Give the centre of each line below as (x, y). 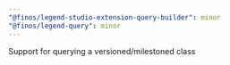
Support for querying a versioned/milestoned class (102, 51)
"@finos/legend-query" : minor (65, 26)
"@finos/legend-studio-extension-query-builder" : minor (115, 17)
